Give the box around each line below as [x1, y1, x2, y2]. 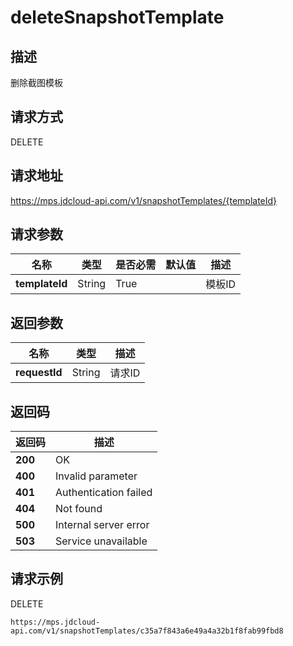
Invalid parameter [55, 469, 138, 483]
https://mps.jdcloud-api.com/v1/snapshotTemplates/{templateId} [10, 194, 278, 206]
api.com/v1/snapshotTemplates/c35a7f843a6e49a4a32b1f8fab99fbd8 [10, 626, 284, 636]
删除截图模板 [10, 77, 63, 88]
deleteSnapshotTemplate [10, 6, 225, 29]
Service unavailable [55, 534, 148, 548]
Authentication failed [55, 486, 153, 500]
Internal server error [55, 518, 150, 532]
